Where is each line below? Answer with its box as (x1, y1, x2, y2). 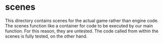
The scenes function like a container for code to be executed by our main (5, 22, 153, 28)
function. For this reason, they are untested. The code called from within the (5, 28, 159, 34)
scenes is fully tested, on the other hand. (5, 33, 88, 39)
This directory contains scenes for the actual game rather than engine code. (5, 18, 159, 23)
